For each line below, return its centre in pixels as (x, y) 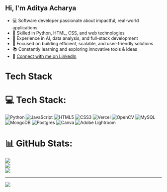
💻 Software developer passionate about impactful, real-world (76, 20)
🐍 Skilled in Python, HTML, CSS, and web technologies (69, 33)
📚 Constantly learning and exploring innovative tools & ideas (75, 49)
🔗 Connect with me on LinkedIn (44, 56)
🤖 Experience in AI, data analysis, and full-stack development (75, 38)
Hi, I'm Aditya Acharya (41, 8)
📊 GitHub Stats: (39, 144)
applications (25, 27)
